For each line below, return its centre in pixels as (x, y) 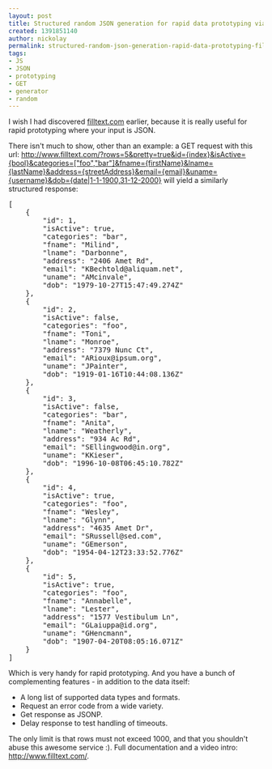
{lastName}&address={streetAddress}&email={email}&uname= (113, 172)
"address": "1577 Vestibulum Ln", (111, 617)
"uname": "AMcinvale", (87, 277)
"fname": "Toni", (77, 334)
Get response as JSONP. (62, 715)
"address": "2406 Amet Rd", (98, 261)
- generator (28, 91)
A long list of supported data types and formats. (100, 698)
